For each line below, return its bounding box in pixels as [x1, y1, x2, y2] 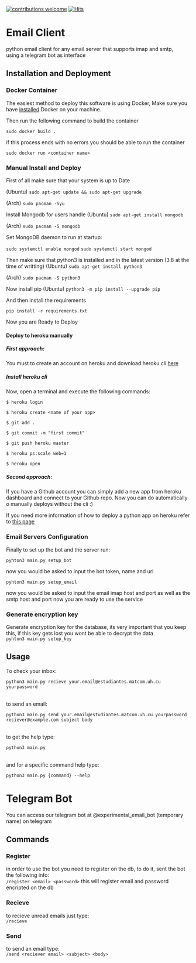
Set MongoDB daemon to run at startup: [6, 233, 102, 240]
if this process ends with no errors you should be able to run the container [6, 138, 185, 146]
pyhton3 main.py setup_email [6, 579, 77, 585]
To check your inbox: [6, 667, 57, 674]
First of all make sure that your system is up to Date [6, 176, 130, 184]
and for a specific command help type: [6, 761, 99, 768]
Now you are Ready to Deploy [6, 318, 78, 325]
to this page [6, 518, 35, 525]
